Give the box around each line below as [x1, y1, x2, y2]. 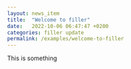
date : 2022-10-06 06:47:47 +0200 [7, 23, 109, 29]
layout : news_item [7, 10, 60, 17]
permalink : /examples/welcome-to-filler [7, 36, 125, 42]
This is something [7, 54, 58, 62]
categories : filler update [7, 29, 84, 36]
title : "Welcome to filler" [7, 16, 91, 23]
